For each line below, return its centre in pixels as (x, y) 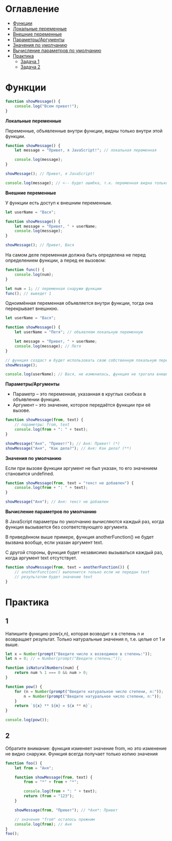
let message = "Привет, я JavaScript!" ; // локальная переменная (86, 150)
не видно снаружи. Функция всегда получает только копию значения (82, 754)
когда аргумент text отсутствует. (41, 558)
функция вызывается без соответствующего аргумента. (67, 527)
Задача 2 (30, 67)
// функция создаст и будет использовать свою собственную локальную (81, 360)
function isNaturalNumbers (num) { (42, 668)
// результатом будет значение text (54, 577)
